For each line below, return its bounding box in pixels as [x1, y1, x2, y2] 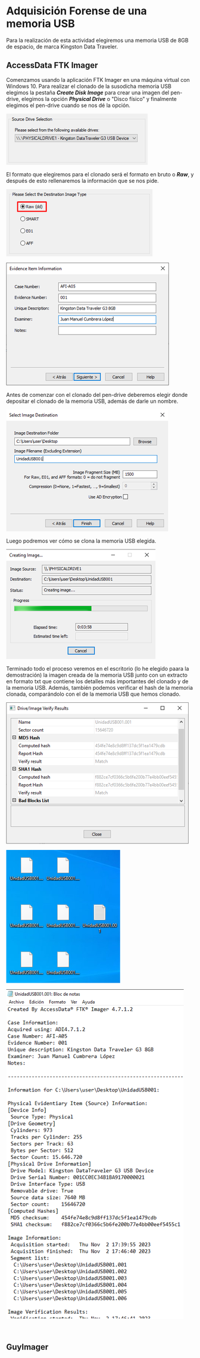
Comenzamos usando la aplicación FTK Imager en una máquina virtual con [6, 76, 190, 83]
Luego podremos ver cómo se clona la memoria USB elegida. [6, 537, 157, 545]
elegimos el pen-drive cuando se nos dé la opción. [6, 102, 131, 109]
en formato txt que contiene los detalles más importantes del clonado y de [6, 677, 189, 685]
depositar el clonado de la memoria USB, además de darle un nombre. [6, 397, 179, 405]
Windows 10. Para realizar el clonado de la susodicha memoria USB [6, 82, 171, 90]
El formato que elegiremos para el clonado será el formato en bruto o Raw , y [6, 170, 194, 178]
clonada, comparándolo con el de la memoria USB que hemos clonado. [6, 690, 181, 698]
